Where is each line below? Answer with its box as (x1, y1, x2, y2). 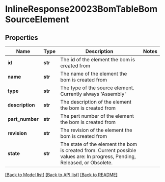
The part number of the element (60, 113, 134, 119)
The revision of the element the (60, 127, 133, 133)
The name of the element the (60, 70, 127, 77)
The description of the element (60, 99, 132, 105)
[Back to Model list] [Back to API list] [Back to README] (5, 172, 118, 178)
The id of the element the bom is (60, 56, 135, 63)
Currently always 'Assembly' (60, 91, 126, 97)
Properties (5, 33, 38, 42)
